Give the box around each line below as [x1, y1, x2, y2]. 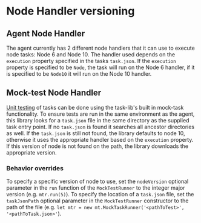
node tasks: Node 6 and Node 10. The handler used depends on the [6, 51, 176, 58]
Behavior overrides [6, 164, 64, 172]
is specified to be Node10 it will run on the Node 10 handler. [6, 70, 152, 77]
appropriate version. [6, 148, 57, 156]
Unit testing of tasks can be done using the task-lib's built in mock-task [6, 104, 184, 111]
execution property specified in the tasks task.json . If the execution [6, 58, 177, 64]
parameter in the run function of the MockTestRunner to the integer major [6, 184, 186, 191]
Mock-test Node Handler [6, 88, 102, 98]
